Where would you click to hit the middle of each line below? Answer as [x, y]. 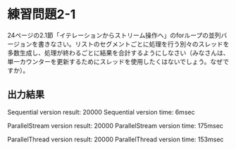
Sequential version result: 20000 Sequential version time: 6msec [101, 112]
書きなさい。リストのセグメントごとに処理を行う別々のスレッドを [133, 44]
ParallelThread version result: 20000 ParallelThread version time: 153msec [116, 139]
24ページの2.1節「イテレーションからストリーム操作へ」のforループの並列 [114, 35]
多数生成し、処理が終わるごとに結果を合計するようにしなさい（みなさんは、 [118, 53]
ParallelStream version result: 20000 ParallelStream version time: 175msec [116, 125]
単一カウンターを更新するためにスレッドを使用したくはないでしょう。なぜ [115, 61]
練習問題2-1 [42, 14]
